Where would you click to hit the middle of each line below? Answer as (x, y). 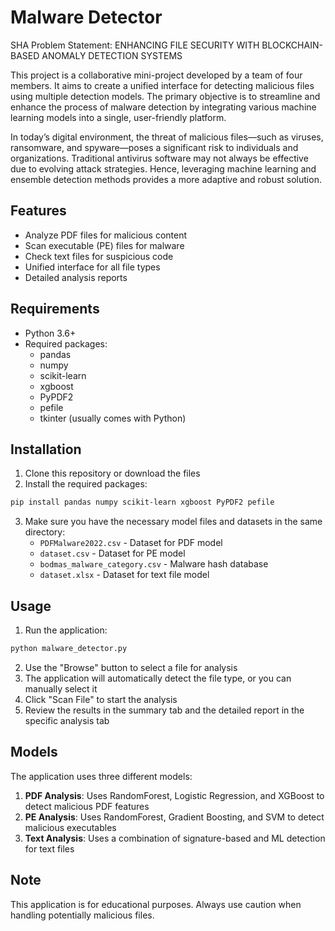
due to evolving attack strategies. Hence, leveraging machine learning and (163, 168)
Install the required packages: (86, 484)
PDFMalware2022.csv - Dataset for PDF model (131, 543)
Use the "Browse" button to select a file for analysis (131, 667)
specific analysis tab (67, 720)
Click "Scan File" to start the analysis (101, 699)
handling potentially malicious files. (82, 915)
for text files (49, 848)
